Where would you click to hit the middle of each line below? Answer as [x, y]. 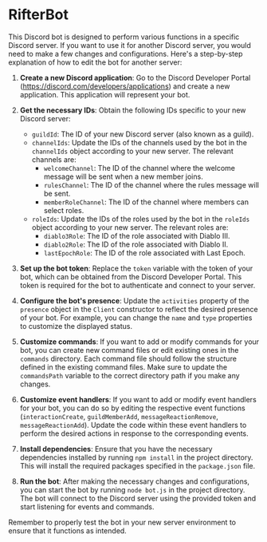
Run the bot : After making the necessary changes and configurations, [134, 481]
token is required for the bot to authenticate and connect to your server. [137, 285]
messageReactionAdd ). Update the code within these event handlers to [133, 425]
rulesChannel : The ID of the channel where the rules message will [151, 184]
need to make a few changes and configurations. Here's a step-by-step [126, 53]
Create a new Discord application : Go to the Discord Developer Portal [135, 77]
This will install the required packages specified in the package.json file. [137, 465]
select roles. [64, 210]
